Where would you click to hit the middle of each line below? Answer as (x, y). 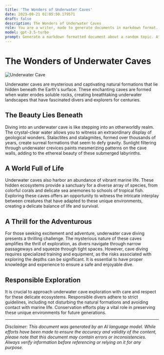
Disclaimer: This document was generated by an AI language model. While (81, 327)
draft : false (18, 19)
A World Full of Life (35, 169)
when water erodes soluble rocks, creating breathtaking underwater (73, 95)
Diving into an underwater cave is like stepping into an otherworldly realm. (80, 127)
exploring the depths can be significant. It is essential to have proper (74, 260)
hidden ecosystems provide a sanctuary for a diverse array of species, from (81, 185)
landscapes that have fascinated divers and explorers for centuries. (73, 100)
